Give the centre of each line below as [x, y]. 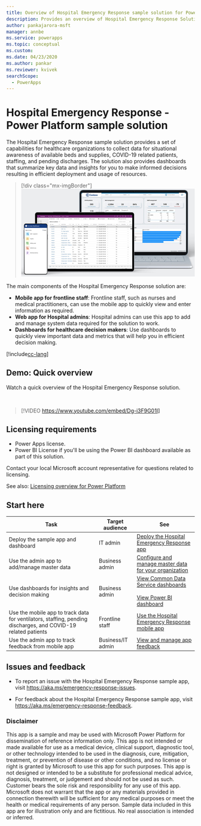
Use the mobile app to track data [49, 612]
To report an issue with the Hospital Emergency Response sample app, [102, 681]
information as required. [45, 310]
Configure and [154, 558]
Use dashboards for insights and [49, 588]
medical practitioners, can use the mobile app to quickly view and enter [103, 304]
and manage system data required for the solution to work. [87, 323]
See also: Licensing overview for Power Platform [66, 486]
